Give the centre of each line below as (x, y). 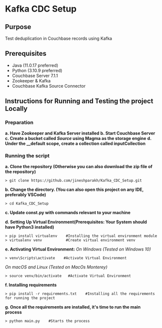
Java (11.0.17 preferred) (35, 65)
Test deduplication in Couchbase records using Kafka (59, 38)
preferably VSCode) (26, 194)
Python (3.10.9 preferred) (37, 70)
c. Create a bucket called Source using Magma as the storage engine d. (78, 138)
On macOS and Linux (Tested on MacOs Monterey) (56, 267)
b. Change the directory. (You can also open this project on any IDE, (74, 189)
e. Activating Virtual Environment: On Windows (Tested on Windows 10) (78, 249)
